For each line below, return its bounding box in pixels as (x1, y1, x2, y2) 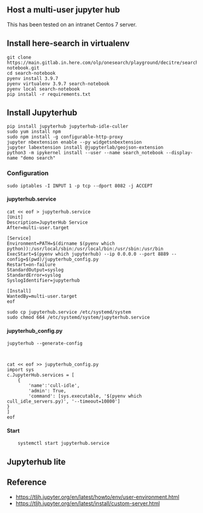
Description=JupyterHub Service (7, 219, 88, 225)
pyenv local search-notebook (7, 86, 80, 92)
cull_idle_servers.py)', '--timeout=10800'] (7, 398, 120, 404)
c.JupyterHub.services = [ (7, 372, 75, 379)
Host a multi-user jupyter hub (7, 5, 120, 15)
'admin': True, (28, 388, 67, 394)
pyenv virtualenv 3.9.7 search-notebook (7, 81, 110, 87)
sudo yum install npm (7, 129, 61, 135)
